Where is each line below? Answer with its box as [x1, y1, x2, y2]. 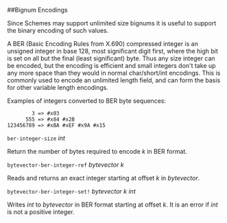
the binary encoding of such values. [7, 27, 109, 34]
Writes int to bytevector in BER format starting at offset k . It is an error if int [7, 200, 218, 209]
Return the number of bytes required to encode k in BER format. [7, 148, 187, 155]
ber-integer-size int [7, 134, 65, 142]
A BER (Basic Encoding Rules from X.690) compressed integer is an [7, 40, 199, 47]
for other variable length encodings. [7, 84, 108, 91]
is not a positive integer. [7, 208, 75, 215]
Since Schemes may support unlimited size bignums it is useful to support [7, 19, 217, 27]
